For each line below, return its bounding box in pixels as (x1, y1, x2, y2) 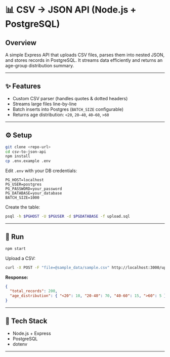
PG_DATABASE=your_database (5, 191, 62, 196)
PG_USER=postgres (5, 182, 42, 187)
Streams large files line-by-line (12, 101, 77, 107)
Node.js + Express (12, 330, 52, 336)
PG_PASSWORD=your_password (5, 186, 62, 191)
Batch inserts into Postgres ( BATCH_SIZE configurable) (12, 106, 124, 112)
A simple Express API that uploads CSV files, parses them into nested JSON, (5, 52, 165, 58)
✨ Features (5, 82, 41, 91)
